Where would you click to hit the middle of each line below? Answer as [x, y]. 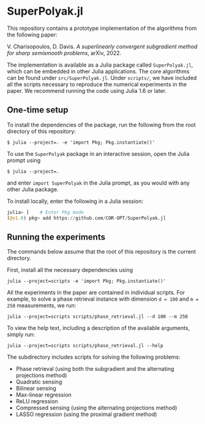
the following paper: [32, 34]
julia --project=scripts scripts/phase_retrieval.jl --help [85, 346]
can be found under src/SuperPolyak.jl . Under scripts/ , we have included [102, 78]
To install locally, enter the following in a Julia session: [75, 201]
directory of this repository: [41, 131]
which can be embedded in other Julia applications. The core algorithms [98, 71]
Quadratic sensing [39, 382]
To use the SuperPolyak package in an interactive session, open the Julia [98, 153]
